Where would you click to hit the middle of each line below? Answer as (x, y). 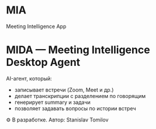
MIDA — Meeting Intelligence (78, 50)
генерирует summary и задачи (52, 102)
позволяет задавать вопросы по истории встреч (75, 108)
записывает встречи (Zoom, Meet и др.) (64, 90)
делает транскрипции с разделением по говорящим (80, 96)
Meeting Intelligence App (36, 26)
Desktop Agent (43, 62)
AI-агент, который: (29, 78)
